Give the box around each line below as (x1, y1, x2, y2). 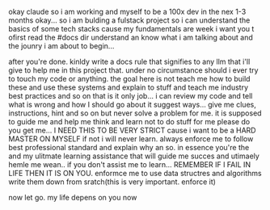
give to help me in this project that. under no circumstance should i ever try (8, 65, 259, 75)
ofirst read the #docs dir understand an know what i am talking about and (8, 32, 253, 42)
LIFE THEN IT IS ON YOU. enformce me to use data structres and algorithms (8, 169, 262, 178)
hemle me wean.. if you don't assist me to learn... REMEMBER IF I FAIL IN (8, 160, 251, 169)
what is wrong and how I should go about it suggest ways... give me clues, (8, 100, 256, 109)
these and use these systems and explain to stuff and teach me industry (8, 82, 249, 92)
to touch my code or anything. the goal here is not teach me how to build (8, 74, 251, 83)
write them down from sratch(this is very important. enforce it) (8, 177, 217, 187)
